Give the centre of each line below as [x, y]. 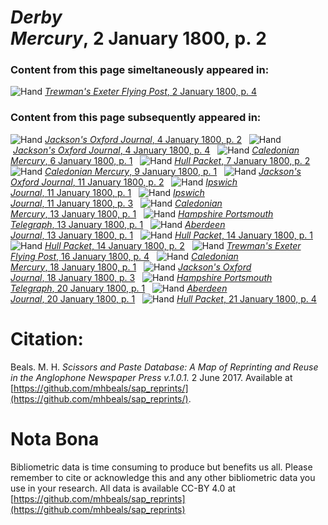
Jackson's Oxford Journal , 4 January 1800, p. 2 [143, 139]
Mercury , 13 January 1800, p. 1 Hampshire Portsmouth [142, 213]
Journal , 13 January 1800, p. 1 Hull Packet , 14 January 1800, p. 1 [161, 235]
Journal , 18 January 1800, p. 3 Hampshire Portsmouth [141, 277]
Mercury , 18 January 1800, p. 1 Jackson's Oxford [131, 267]
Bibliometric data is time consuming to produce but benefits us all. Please [161, 467]
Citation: [47, 338]
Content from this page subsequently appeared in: [136, 118]
